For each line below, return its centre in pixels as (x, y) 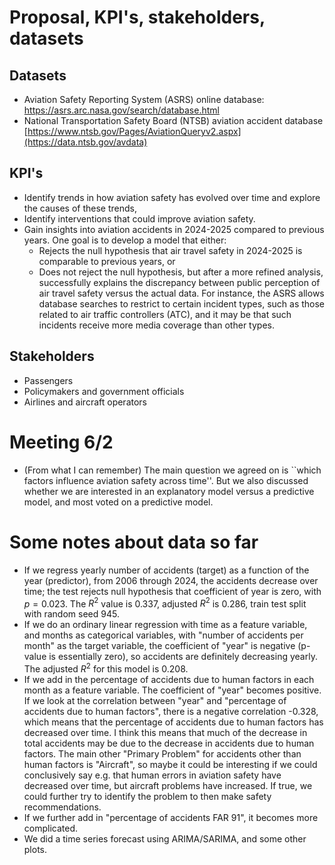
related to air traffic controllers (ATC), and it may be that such (165, 314)
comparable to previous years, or (107, 261)
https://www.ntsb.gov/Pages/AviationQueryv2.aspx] (134, 131)
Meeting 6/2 (61, 442)
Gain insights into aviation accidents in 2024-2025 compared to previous (174, 229)
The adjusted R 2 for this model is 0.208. (106, 668)
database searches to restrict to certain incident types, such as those (182, 303)
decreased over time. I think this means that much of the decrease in (165, 732)
